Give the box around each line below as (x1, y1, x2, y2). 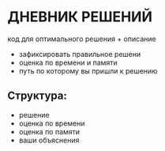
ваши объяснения (18, 135, 80, 145)
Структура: (7, 89, 68, 103)
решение (18, 110, 50, 119)
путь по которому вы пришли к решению (18, 66, 158, 75)
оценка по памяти (18, 126, 81, 136)
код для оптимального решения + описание (7, 34, 156, 43)
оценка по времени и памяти (18, 58, 118, 67)
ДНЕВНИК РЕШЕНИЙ (7, 8, 153, 26)
